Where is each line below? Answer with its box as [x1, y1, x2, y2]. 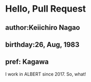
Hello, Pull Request [5, 3, 86, 15]
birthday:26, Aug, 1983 [5, 40, 80, 49]
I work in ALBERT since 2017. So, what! [5, 71, 86, 77]
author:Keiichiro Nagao [5, 23, 80, 32]
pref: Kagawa [5, 58, 49, 66]
